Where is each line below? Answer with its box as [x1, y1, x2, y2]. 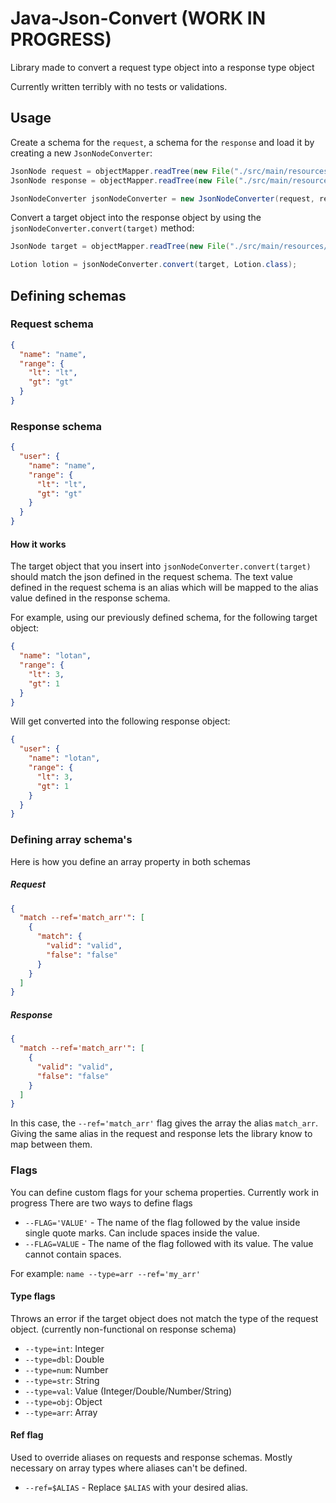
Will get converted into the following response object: [10, 715, 231, 727]
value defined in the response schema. [10, 592, 171, 604]
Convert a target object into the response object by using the [10, 212, 262, 224]
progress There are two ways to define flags [10, 1197, 193, 1209]
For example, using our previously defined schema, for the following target [10, 612, 318, 624]
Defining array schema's [10, 833, 133, 847]
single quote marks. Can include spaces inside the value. [24, 1227, 260, 1239]
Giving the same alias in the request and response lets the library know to [10, 1128, 313, 1140]
